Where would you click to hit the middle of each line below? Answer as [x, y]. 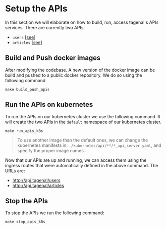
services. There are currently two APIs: [45, 27]
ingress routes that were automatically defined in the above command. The [82, 165]
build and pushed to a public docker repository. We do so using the [74, 75]
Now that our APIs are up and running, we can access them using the [76, 160]
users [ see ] [24, 37]
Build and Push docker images [53, 58]
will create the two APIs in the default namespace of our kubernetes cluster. [83, 122]
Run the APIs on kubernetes [49, 105]
